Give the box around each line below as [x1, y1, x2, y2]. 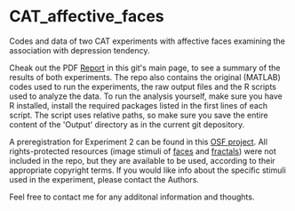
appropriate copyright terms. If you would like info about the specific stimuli [9, 165, 286, 175]
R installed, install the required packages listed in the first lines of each [9, 100, 268, 110]
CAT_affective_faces [9, 6, 164, 27]
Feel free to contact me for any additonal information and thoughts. [9, 191, 255, 202]
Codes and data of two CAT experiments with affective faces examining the [9, 36, 286, 46]
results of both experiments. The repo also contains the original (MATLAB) [9, 71, 282, 82]
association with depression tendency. [9, 45, 150, 55]
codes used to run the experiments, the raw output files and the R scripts [9, 81, 277, 92]
